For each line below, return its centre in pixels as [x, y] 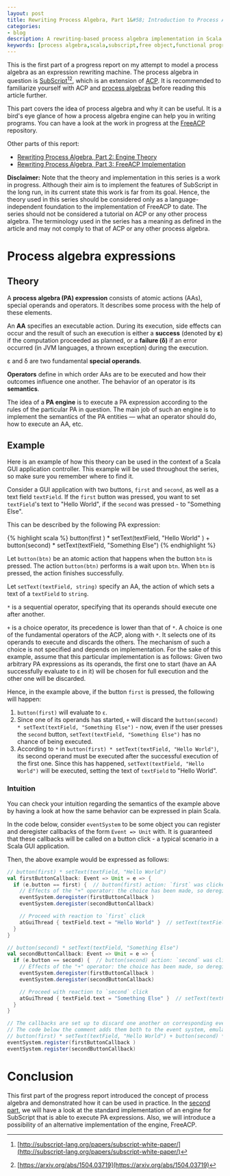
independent [25, 206]
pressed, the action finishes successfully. [66, 573]
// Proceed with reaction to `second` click [84, 992]
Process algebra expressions [91, 256]
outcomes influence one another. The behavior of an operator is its [101, 381]
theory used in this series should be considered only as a [88, 199]
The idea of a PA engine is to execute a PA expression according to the [107, 402]
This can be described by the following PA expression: [84, 525]
